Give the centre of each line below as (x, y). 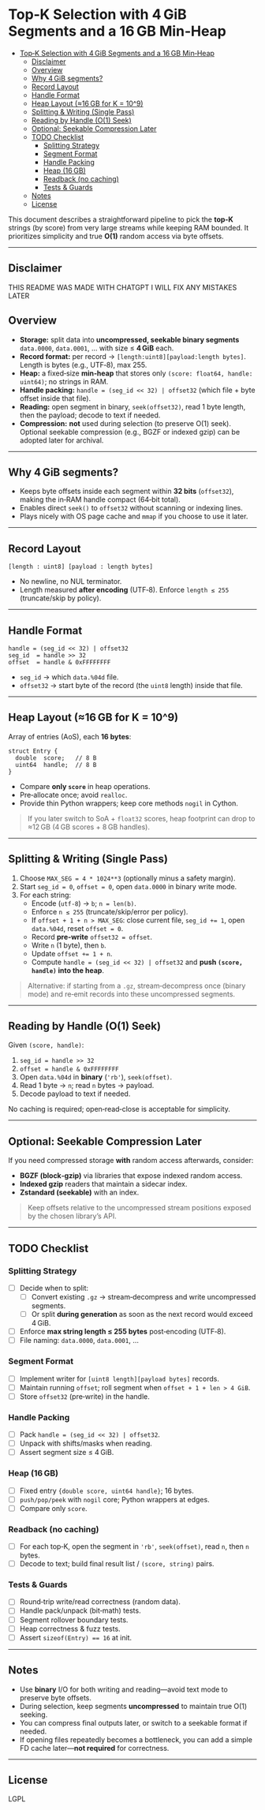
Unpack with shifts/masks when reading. (86, 1444)
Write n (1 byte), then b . (69, 945)
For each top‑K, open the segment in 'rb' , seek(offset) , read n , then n (134, 1546)
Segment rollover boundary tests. (74, 1620)
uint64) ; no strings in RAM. (64, 381)
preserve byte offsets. (56, 1697)
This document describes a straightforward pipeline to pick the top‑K (121, 219)
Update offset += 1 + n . (72, 953)
